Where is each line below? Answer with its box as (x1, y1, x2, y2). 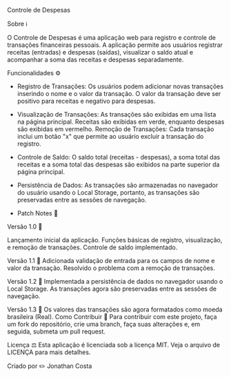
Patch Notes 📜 (17, 209, 59, 217)
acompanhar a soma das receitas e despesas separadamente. (7, 55, 184, 64)
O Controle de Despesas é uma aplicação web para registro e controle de (7, 34, 216, 41)
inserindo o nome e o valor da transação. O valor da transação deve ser (17, 90, 221, 97)
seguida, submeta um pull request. (7, 327, 106, 336)
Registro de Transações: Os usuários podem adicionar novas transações (17, 82, 224, 90)
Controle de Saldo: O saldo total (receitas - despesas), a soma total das (17, 153, 221, 161)
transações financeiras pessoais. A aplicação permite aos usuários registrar (7, 41, 223, 49)
